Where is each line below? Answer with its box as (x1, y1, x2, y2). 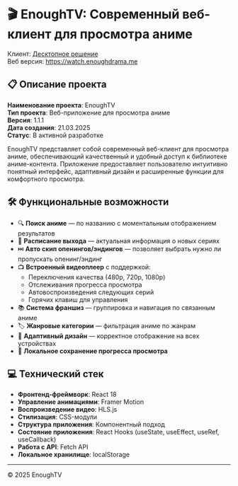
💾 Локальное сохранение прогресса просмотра (17, 347, 168, 355)
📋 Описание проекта (7, 79, 107, 91)
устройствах (17, 339, 57, 347)
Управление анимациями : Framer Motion (17, 398, 144, 406)
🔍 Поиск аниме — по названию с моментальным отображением (17, 219, 217, 227)
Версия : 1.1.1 (7, 115, 45, 125)
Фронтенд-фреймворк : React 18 (17, 390, 117, 399)
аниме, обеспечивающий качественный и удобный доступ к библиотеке (7, 152, 227, 161)
